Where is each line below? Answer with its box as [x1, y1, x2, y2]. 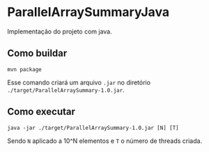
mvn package [7, 66, 42, 73]
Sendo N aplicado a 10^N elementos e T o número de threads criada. [7, 137, 203, 145]
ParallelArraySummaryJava [7, 4, 169, 20]
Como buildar [7, 47, 68, 59]
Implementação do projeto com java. [7, 27, 113, 36]
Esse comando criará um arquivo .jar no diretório [7, 78, 151, 86]
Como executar [7, 106, 75, 118]
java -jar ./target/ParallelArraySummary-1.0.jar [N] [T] [7, 124, 179, 131]
